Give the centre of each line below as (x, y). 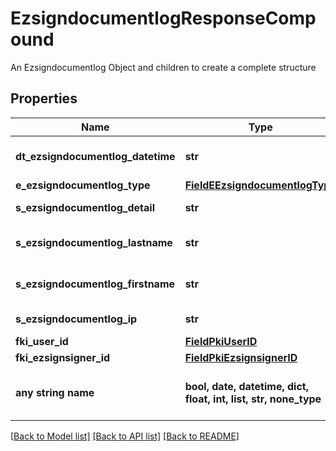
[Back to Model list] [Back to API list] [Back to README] (125, 436)
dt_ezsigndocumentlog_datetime (95, 156)
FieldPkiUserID (221, 341)
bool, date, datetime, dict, (246, 386)
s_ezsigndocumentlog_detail (85, 207)
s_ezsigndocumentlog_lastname (94, 242)
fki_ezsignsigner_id (63, 357)
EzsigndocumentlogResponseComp (163, 18)
